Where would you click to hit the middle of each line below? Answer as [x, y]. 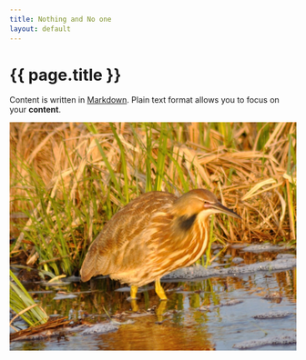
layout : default [40, 29]
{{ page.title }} [66, 75]
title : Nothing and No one [61, 19]
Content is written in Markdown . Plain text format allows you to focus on [144, 100]
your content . [36, 110]
